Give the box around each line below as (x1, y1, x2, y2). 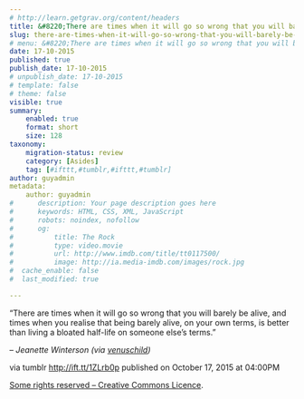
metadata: (9, 182, 47, 191)
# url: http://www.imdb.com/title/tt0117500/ (9, 249, 221, 258)
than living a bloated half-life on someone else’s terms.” (9, 326, 216, 337)
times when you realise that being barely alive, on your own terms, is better (9, 316, 290, 327)
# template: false (9, 81, 79, 90)
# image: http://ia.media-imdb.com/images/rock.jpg (9, 258, 245, 268)
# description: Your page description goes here (9, 199, 217, 209)
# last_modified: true (9, 275, 100, 284)
